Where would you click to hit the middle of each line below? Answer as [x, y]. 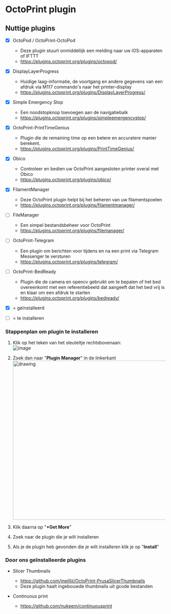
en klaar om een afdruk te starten [55, 292]
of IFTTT [30, 56]
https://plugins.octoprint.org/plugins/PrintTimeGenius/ [77, 149]
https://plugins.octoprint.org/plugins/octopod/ [68, 62]
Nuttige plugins [30, 28]
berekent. [30, 143]
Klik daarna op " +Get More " [42, 527]
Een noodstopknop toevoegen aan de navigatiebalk [74, 113]
